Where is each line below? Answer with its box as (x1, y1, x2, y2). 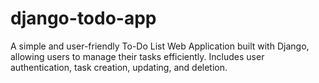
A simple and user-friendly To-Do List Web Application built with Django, (10, 40, 310, 52)
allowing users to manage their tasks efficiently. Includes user (10, 50, 265, 62)
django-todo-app (10, 7, 157, 30)
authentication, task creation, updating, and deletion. (10, 61, 228, 73)
